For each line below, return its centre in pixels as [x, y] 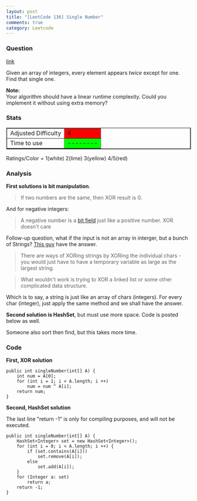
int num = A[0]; [37, 376]
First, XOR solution [29, 360]
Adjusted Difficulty [36, 133]
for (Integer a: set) [43, 477]
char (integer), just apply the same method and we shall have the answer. [95, 304]
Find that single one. [31, 79]
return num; [31, 392]
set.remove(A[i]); [60, 457]
